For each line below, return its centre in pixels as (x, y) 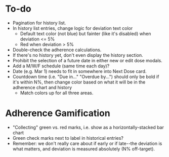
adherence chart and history (42, 87)
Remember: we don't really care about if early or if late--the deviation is (87, 143)
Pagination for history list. (39, 23)
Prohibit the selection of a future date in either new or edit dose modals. (88, 60)
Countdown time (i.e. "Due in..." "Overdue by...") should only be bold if (86, 76)
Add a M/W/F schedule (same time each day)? (61, 66)
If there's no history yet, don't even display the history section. (78, 55)
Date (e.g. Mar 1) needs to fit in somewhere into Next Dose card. (79, 71)
